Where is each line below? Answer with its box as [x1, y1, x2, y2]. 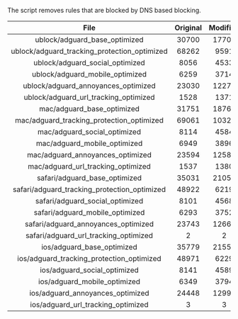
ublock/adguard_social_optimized [33, 58, 145, 67]
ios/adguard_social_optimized [40, 265, 140, 275]
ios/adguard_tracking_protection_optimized [17, 254, 161, 263]
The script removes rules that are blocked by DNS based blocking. [7, 6, 202, 14]
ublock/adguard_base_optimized [35, 35, 144, 45]
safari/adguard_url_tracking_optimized [25, 230, 154, 240]
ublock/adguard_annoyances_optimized [23, 81, 156, 91]
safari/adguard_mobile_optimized [33, 208, 145, 217]
